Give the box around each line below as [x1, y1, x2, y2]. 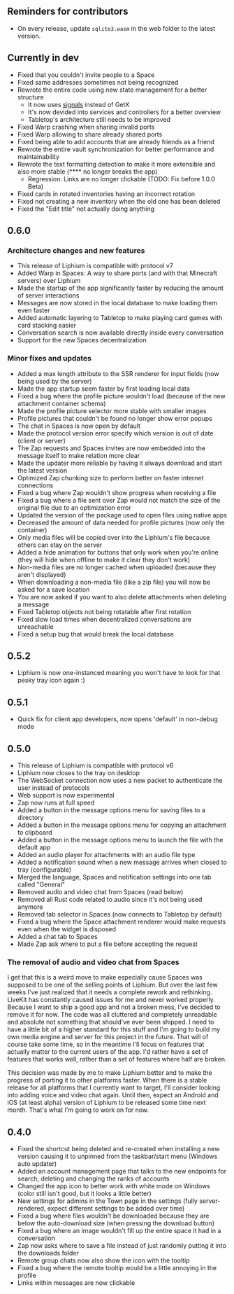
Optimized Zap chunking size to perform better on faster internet [17, 473, 204, 482]
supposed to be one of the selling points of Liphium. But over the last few [7, 980, 218, 989]
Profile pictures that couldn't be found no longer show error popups [17, 414, 213, 422]
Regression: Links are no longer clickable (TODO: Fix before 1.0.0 [27, 174, 215, 183]
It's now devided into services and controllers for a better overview [27, 108, 221, 116]
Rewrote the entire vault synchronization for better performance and [17, 145, 214, 153]
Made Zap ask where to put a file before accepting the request [17, 940, 198, 948]
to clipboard [17, 828, 52, 837]
